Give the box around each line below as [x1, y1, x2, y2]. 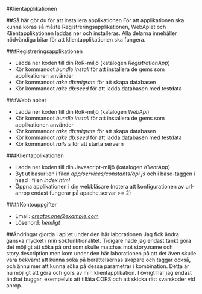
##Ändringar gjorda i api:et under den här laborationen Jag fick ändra [6, 231, 180, 237]
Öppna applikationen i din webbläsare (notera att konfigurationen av [14, 183, 185, 190]
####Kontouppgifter [6, 201, 57, 208]
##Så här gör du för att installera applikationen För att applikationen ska [6, 17, 185, 23]
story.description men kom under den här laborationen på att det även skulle [6, 250, 197, 257]
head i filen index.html [14, 177, 71, 183]
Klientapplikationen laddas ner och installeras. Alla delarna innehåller [6, 30, 177, 37]
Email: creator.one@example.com [14, 213, 99, 219]
